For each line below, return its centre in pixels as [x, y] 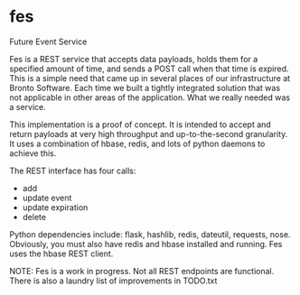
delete [34, 217]
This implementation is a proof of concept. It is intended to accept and [140, 124]
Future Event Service [48, 41]
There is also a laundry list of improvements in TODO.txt [113, 281]
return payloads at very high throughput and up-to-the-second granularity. [149, 134]
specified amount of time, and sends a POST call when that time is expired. [149, 69]
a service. [28, 106]
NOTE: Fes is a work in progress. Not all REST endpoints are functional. [142, 271]
